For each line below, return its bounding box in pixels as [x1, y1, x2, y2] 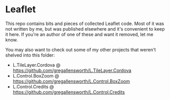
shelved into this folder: [5, 52, 55, 58]
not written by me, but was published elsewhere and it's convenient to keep [5, 26, 165, 32]
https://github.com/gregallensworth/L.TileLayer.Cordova [12, 67, 132, 73]
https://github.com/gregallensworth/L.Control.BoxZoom [12, 78, 130, 84]
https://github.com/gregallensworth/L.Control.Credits [12, 89, 125, 95]
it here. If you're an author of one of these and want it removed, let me [5, 31, 154, 37]
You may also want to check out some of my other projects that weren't [5, 46, 156, 53]
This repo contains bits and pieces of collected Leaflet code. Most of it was [5, 20, 164, 27]
